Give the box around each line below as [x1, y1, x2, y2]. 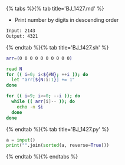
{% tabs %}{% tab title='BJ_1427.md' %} [6, 5, 104, 12]
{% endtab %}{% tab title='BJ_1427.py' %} [6, 126, 109, 133]
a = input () [6, 137, 35, 143]
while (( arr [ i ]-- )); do [11, 98, 75, 104]
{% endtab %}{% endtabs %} [6, 153, 78, 160]
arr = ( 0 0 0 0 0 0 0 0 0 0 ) [6, 55, 73, 61]
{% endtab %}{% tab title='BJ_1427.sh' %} [6, 44, 109, 51]
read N [6, 66, 22, 72]
